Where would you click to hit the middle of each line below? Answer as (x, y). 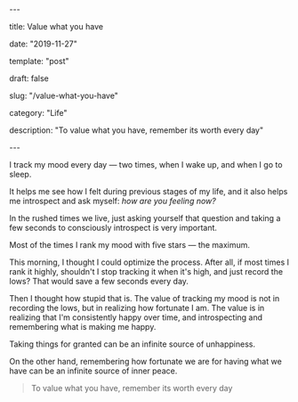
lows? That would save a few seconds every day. (99, 281)
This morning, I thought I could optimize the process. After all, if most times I (149, 262)
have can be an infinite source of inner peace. (93, 371)
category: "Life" (38, 113)
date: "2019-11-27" (44, 44)
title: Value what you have (56, 26)
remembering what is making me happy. (83, 327)
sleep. (20, 174)
